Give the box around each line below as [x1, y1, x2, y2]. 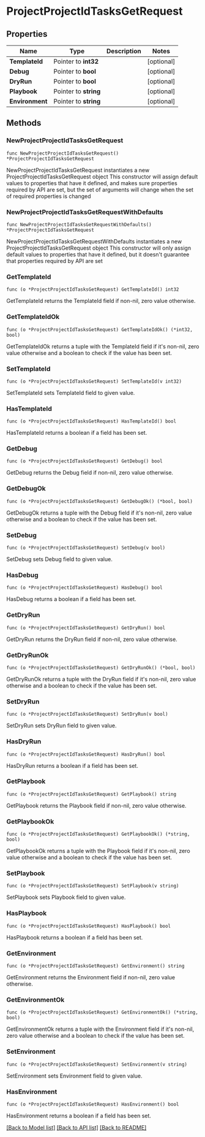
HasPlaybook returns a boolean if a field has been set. [6, 933, 143, 941]
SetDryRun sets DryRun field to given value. [6, 722, 117, 729]
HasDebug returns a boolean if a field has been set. [6, 595, 136, 603]
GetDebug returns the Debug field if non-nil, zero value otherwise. [6, 469, 173, 477]
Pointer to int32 [53, 57, 99, 66]
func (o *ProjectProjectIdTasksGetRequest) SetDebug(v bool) [6, 545, 166, 551]
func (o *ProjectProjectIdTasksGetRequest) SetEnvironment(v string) [6, 1061, 188, 1068]
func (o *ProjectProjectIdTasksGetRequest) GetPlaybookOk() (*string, [6, 831, 190, 838]
